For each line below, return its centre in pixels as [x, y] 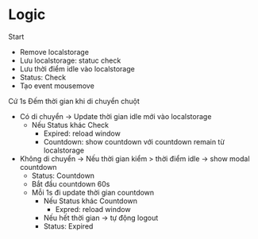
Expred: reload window [93, 209]
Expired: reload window [82, 133]
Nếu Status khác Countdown [90, 201]
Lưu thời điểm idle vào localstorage [77, 68]
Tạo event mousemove [57, 86]
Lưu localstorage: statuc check [70, 60]
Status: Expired [68, 226]
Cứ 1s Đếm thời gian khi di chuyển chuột [74, 101]
